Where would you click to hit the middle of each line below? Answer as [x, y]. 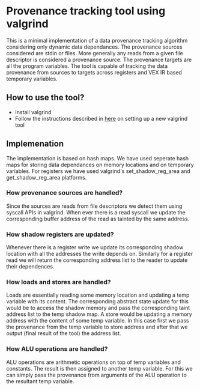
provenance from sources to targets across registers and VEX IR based [94, 72]
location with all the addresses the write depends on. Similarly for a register [100, 254]
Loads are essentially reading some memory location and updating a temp [98, 295]
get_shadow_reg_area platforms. [47, 177]
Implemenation [35, 144]
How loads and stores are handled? [59, 282]
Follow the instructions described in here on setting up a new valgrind [101, 118]
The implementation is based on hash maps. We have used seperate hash [98, 158]
